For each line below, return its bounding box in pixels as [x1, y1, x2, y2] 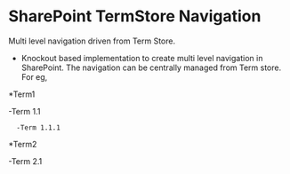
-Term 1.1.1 [16, 123, 61, 132]
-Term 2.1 [8, 155, 43, 166]
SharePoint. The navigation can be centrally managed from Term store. [20, 62, 282, 73]
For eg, [20, 71, 48, 82]
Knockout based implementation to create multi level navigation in [20, 52, 263, 63]
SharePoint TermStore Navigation [8, 6, 262, 27]
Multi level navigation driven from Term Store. [8, 36, 176, 46]
